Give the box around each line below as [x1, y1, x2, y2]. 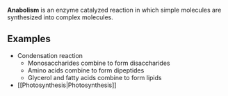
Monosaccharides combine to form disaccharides [27, 59, 170, 67]
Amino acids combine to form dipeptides [27, 66, 145, 75]
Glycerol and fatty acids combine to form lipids [27, 73, 162, 81]
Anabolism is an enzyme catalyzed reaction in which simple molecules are [7, 6, 222, 14]
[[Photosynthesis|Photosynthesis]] [17, 81, 117, 89]
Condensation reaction [17, 51, 83, 59]
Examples [7, 33, 51, 45]
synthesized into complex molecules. [7, 13, 113, 21]
